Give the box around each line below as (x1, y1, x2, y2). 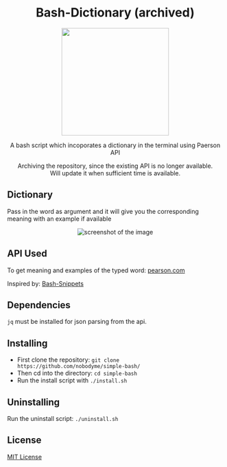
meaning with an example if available (7, 215, 112, 223)
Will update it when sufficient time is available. (49, 169, 181, 177)
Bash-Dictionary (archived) (35, 5, 195, 21)
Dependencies (7, 299, 71, 311)
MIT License (7, 453, 43, 461)
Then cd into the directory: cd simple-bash (16, 369, 137, 378)
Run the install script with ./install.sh (16, 376, 128, 384)
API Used (7, 248, 48, 259)
